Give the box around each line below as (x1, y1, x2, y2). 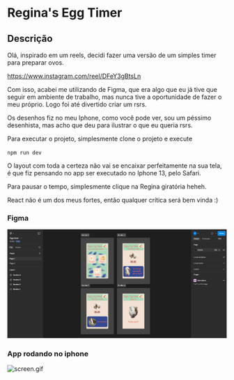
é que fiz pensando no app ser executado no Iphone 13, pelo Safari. (7, 169, 201, 177)
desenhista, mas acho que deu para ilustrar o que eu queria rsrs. (7, 121, 193, 129)
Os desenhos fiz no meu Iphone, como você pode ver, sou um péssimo (7, 113, 212, 122)
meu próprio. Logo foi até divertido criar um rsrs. (7, 100, 148, 109)
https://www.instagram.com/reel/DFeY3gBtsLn (7, 72, 141, 80)
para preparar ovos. (7, 58, 64, 67)
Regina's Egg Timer (7, 5, 123, 21)
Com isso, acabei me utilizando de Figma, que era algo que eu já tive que (7, 86, 217, 93)
